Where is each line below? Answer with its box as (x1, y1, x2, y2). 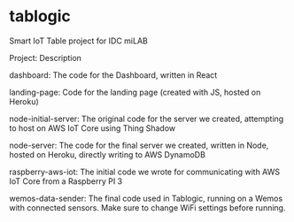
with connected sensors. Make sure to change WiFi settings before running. (9, 202, 286, 213)
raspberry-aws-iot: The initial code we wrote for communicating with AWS (9, 166, 281, 177)
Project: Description (9, 52, 82, 63)
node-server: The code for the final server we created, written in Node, (9, 140, 269, 150)
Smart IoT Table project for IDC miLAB (9, 35, 148, 46)
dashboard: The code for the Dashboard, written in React (9, 69, 218, 80)
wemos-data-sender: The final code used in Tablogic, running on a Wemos (9, 193, 283, 203)
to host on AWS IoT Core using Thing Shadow (9, 122, 175, 134)
